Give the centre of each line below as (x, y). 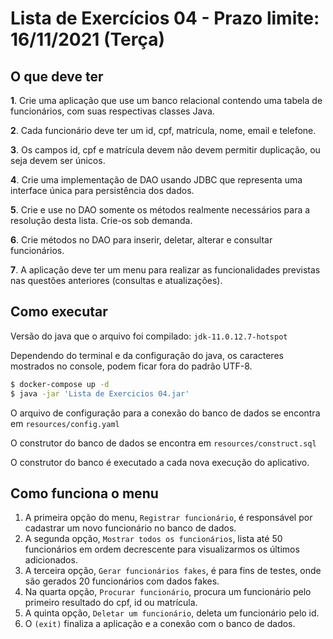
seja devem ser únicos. (58, 160)
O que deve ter (57, 76)
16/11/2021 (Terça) (88, 39)
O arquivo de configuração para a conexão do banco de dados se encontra (165, 413)
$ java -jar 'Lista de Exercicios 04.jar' (100, 393)
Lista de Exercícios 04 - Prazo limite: (165, 18)
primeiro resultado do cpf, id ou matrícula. (111, 603)
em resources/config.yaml (65, 423)
